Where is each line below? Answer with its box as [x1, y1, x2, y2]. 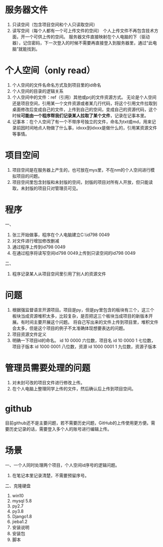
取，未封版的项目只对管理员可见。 [12, 185, 81, 191]
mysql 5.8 [12, 498, 32, 503]
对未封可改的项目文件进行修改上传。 [12, 379, 85, 385]
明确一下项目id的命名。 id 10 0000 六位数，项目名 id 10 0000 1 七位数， [12, 337, 156, 343]
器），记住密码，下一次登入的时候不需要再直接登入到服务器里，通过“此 [12, 40, 153, 45]
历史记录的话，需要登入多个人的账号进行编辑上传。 [9, 426, 112, 432]
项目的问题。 [16, 173, 42, 179]
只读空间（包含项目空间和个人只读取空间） [12, 22, 98, 27]
